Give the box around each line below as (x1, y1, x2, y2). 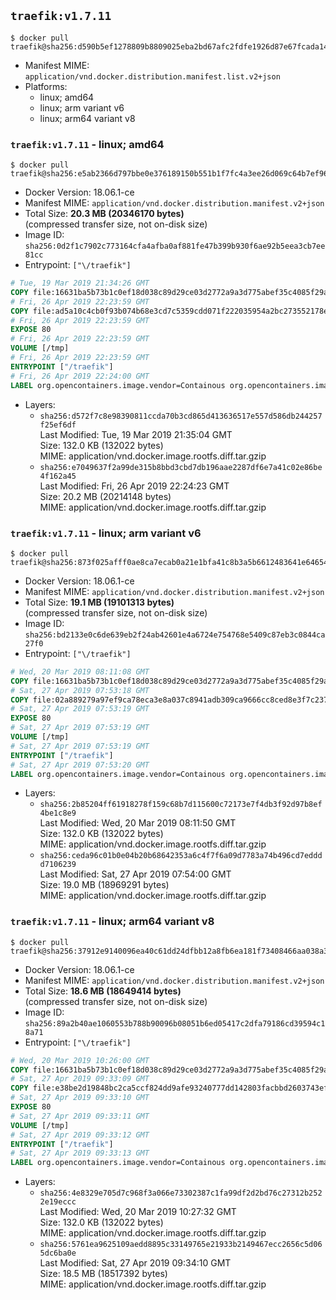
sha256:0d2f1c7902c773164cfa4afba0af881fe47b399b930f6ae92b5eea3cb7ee (24, 241, 326, 252)
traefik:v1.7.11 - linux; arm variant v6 (10, 526, 202, 540)
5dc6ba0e (39, 1248, 77, 1259)
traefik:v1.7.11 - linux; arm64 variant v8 (10, 915, 215, 929)
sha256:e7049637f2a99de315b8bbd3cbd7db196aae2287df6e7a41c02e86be (39, 462, 323, 472)
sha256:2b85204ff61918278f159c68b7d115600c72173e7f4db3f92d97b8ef (39, 800, 323, 810)
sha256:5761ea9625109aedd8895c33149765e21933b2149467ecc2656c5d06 (39, 1240, 323, 1250)
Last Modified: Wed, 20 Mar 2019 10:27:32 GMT (39, 1206, 237, 1218)
